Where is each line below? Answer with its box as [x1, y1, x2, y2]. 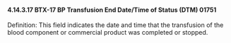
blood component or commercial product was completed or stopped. [7, 28, 208, 37]
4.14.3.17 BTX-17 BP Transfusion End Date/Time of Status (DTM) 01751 [7, 6, 217, 14]
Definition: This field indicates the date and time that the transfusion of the [7, 21, 224, 29]
